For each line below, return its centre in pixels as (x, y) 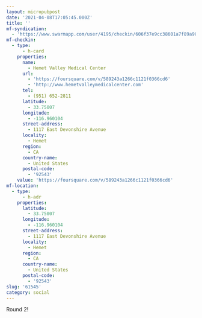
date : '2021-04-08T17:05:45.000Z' (50, 17)
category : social (28, 292)
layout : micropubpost (33, 12)
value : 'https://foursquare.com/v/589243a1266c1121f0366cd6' (95, 180)
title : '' (19, 23)
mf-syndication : (26, 29)
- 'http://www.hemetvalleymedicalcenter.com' (86, 85)
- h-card (33, 51)
